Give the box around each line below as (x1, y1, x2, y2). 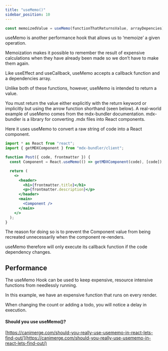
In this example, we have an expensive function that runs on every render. (5, 292, 157, 298)
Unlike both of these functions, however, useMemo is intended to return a (5, 85, 157, 91)
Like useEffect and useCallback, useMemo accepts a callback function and (5, 70, 160, 76)
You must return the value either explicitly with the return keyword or (5, 100, 146, 106)
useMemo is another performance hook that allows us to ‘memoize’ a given (5, 35, 160, 41)
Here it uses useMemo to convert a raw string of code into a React (5, 126, 142, 132)
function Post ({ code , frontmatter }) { (5, 155, 91, 160)
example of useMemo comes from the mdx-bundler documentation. (5, 111, 145, 117)
